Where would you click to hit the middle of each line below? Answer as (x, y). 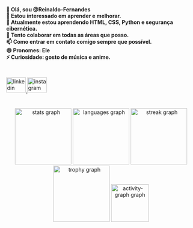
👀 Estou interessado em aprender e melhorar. (64, 16)
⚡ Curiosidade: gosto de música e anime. (59, 57)
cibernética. (22, 28)
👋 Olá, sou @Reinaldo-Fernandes (48, 9)
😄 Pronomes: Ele (28, 50)
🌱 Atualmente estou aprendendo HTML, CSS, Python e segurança (90, 22)
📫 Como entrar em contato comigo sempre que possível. (79, 41)
